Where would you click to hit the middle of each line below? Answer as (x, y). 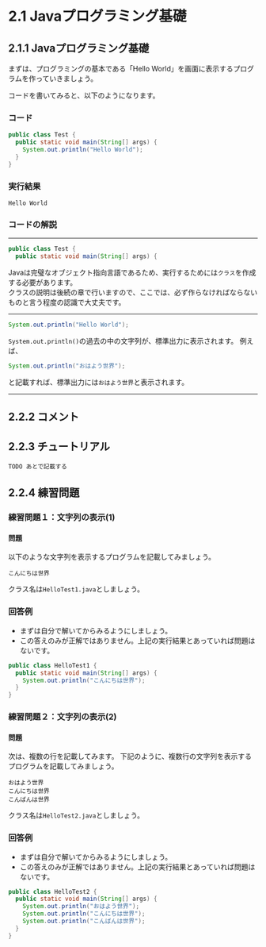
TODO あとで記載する (38, 466)
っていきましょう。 (66, 79)
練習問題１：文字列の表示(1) (62, 518)
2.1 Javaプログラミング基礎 (98, 16)
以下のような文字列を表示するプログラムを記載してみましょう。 (112, 557)
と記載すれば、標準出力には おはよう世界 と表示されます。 (98, 382)
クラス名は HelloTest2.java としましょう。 (76, 815)
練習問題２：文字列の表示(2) (63, 717)
